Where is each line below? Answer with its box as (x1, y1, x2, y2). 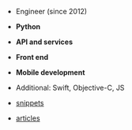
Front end (15, 53, 49, 61)
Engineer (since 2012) (15, 7, 88, 16)
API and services (15, 37, 74, 46)
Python (15, 22, 41, 31)
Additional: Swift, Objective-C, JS (15, 83, 125, 92)
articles (15, 113, 41, 123)
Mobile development (15, 68, 85, 77)
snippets (15, 98, 44, 107)
